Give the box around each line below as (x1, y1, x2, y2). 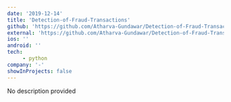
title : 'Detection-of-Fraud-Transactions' (7, 17, 131, 23)
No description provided (7, 87, 76, 95)
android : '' (7, 42, 41, 49)
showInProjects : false (7, 68, 72, 74)
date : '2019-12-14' (7, 10, 63, 17)
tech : (7, 49, 23, 56)
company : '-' (7, 61, 45, 68)
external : (7, 29, 36, 37)
